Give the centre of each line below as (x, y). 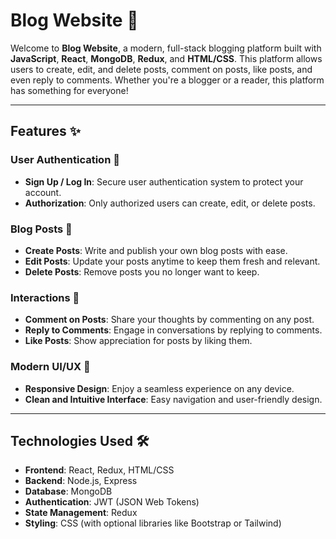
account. (43, 192)
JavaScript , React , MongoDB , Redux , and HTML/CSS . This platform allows (166, 58)
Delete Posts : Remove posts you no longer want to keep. (142, 271)
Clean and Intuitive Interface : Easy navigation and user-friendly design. (173, 399)
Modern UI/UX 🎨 (50, 367)
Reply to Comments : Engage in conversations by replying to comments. (173, 330)
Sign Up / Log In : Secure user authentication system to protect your (164, 181)
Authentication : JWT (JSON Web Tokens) (112, 502)
